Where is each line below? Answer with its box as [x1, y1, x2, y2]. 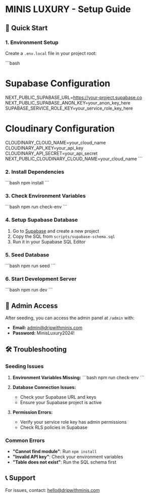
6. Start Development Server [5, 275, 77, 282]
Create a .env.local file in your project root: [5, 50, 97, 56]
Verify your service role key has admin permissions [20, 419, 127, 425]
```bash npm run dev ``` [5, 287, 53, 293]
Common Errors [5, 437, 45, 444]
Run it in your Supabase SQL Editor [12, 238, 86, 244]
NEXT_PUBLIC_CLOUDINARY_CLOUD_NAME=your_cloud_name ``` [5, 156, 143, 162]
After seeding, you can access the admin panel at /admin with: [5, 315, 135, 321]
